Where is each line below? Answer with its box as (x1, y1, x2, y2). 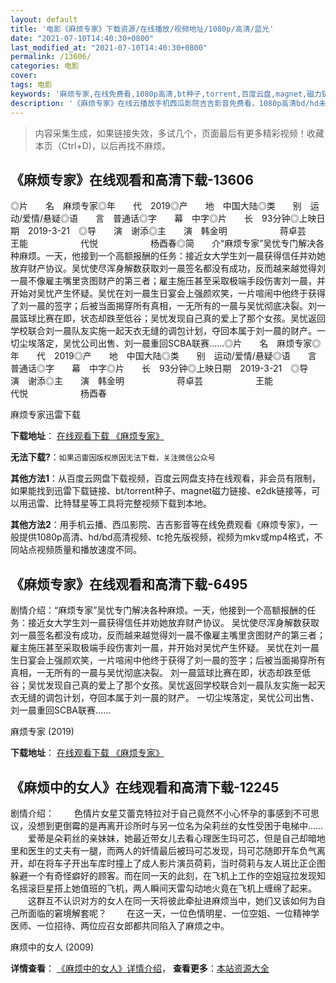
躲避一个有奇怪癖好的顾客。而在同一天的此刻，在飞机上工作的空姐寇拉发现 (10, 869, 317, 881)
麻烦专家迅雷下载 (10, 409, 81, 421)
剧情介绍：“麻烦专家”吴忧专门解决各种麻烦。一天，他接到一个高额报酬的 (10, 604, 308, 616)
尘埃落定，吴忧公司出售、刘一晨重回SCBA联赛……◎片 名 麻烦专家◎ (18, 337, 322, 350)
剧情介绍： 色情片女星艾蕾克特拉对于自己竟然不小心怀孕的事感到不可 (10, 807, 311, 819)
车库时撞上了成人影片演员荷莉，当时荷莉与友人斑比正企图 (88, 857, 326, 869)
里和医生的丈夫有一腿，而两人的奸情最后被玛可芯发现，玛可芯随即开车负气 (10, 844, 317, 856)
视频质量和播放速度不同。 (36, 544, 142, 556)
